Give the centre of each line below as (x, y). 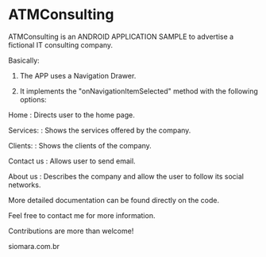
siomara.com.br (34, 246)
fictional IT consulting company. (61, 44)
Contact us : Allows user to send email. (72, 161)
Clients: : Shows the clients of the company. (80, 145)
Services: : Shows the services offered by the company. (100, 130)
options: (33, 99)
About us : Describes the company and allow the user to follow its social (126, 176)
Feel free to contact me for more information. (82, 215)
